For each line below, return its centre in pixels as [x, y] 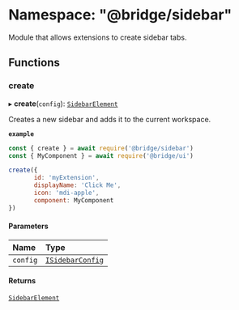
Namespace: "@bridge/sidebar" [120, 15]
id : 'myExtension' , [66, 178]
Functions [34, 63]
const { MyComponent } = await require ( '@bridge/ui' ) [101, 155]
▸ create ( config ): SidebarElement [63, 104]
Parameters [28, 226]
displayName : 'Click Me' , [77, 185]
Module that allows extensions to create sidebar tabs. [98, 37]
